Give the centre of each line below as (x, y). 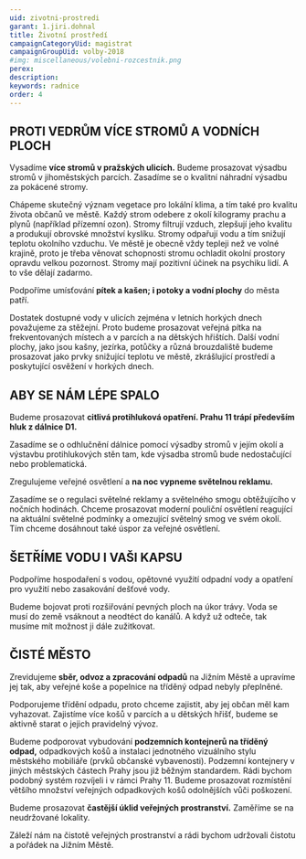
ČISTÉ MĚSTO (50, 655)
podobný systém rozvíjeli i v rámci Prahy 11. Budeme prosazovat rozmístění (151, 780)
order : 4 (26, 94)
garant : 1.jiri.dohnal (53, 27)
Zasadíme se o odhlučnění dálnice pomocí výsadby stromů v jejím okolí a (147, 445)
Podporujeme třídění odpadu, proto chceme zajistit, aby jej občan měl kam (149, 704)
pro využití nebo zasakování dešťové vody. (90, 589)
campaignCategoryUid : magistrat (71, 43)
